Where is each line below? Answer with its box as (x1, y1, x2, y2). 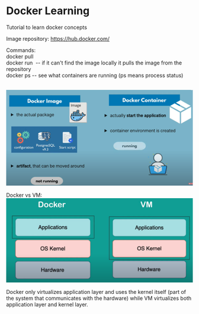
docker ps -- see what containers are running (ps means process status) (6, 72, 184, 79)
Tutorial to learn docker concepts (6, 24, 88, 31)
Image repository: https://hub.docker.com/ (6, 35, 110, 42)
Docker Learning (6, 4, 90, 18)
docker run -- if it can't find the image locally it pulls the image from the (6, 59, 182, 66)
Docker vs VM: (6, 192, 43, 199)
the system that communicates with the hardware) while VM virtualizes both (6, 294, 192, 302)
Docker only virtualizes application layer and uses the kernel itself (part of (6, 288, 187, 295)
